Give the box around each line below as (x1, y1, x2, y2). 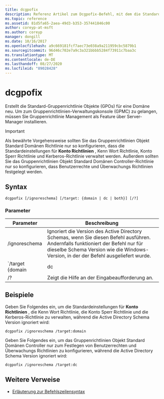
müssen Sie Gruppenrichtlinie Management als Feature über (5, 113, 126, 120)
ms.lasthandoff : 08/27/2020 (5, 61, 62, 66)
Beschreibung (85, 220, 119, 227)
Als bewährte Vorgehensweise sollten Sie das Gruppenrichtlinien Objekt (5, 138, 150, 143)
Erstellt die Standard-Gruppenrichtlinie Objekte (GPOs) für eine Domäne (5, 103, 150, 109)
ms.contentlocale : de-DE (5, 57, 56, 62)
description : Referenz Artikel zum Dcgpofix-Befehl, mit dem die (5, 12, 141, 17)
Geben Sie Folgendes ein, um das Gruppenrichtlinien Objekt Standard (5, 337, 145, 343)
